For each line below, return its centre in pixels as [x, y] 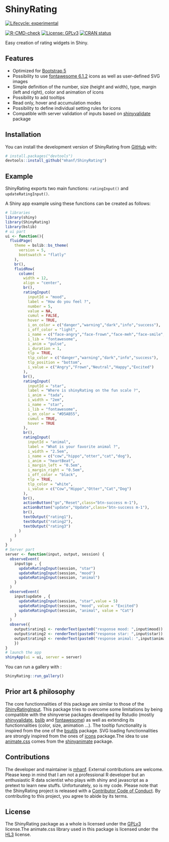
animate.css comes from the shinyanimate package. [59, 741]
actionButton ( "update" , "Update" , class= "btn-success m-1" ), [87, 508]
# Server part [20, 550]
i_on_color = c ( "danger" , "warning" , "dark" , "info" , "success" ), [94, 325]
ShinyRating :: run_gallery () [35, 676]
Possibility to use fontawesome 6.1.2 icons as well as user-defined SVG [86, 76]
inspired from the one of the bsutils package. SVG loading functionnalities [82, 730]
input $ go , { [28, 564]
